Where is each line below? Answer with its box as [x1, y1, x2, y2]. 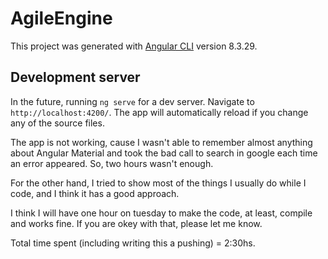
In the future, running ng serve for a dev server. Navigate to [10, 95, 255, 107]
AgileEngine [10, 7, 113, 30]
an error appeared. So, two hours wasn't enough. [10, 157, 214, 169]
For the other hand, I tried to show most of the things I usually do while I [10, 177, 307, 189]
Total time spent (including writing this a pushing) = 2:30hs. [10, 237, 256, 249]
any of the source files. [10, 117, 105, 129]
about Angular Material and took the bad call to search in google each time [10, 147, 318, 159]
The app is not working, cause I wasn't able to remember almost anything [10, 136, 313, 148]
